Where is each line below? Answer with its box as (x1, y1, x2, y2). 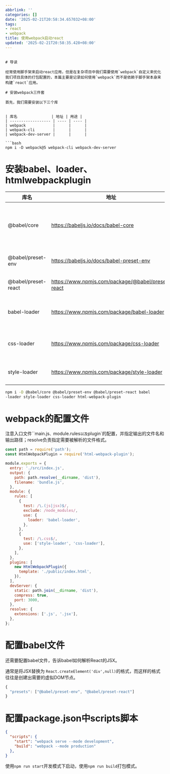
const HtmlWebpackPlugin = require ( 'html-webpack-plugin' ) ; (5, 452, 135, 457)
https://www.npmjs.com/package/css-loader (51, 340, 159, 347)
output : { (10, 470, 30, 475)
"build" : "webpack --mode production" (14, 744, 96, 749)
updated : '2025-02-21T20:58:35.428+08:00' (5, 40, 96, 46)
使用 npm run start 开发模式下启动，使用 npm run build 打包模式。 (5, 763, 140, 769)
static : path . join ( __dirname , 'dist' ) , (14, 588, 99, 593)
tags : (5, 21, 17, 27)
